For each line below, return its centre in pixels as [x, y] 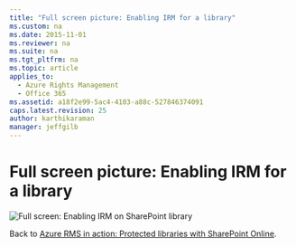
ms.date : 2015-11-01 [48, 34]
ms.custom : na [36, 26]
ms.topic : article [44, 69]
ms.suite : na [34, 52]
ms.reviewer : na [40, 43]
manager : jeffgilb [44, 128]
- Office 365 [42, 93]
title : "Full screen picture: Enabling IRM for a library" [123, 18]
